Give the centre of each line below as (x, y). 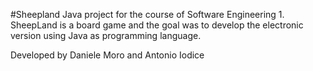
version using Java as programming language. (106, 35)
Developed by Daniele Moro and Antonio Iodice (107, 55)
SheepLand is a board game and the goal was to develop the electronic (157, 25)
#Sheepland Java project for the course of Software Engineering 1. (147, 14)
